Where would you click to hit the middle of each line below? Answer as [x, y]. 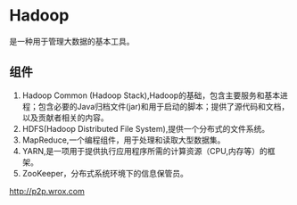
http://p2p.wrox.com [47, 191]
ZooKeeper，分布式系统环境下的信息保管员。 [105, 173]
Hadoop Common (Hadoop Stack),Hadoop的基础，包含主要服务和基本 [151, 95]
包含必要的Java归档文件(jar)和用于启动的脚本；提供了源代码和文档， [164, 106]
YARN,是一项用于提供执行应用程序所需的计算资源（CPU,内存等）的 [144, 151]
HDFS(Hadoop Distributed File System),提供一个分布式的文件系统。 [146, 128]
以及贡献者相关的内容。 [65, 118]
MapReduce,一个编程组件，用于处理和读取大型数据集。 [124, 140]
